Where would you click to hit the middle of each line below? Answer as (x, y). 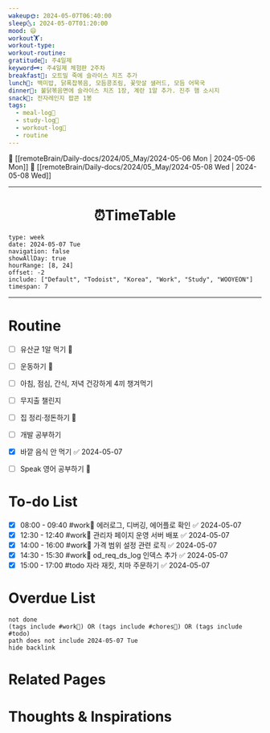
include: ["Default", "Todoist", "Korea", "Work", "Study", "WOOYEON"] (131, 279)
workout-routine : (37, 53)
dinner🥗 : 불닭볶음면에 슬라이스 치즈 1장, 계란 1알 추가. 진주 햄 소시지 (114, 90)
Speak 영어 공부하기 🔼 (55, 469)
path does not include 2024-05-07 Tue (73, 641)
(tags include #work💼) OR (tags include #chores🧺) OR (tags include (125, 627)
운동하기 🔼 (37, 366)
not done (23, 620)
